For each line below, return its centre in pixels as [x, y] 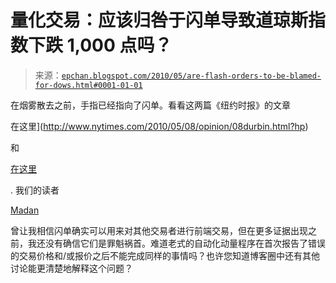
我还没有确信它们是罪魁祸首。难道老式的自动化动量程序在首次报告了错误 [176, 243]
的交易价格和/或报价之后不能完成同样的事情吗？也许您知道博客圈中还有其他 [165, 255]
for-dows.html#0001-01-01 [88, 85]
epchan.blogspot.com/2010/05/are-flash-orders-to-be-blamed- [191, 76]
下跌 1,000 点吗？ [100, 45]
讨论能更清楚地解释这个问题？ [71, 268]
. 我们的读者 [35, 190]
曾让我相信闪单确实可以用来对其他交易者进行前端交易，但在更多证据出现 [159, 230]
